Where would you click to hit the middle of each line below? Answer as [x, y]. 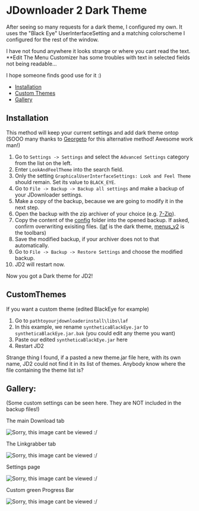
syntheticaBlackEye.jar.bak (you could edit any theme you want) [95, 333]
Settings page [23, 467]
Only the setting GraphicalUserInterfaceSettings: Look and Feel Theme [103, 176]
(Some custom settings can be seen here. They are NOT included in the [94, 403]
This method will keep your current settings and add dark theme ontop [93, 132]
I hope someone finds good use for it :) [54, 75]
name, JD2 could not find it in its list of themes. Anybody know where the [96, 363]
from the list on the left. [43, 163]
